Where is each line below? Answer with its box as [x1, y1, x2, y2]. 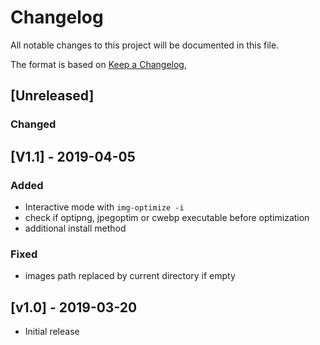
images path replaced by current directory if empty [24, 270, 236, 282]
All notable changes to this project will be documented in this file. [10, 39, 280, 51]
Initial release [24, 326, 80, 338]
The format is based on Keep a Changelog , [10, 58, 187, 70]
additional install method [24, 222, 127, 234]
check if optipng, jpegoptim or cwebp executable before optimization [24, 211, 310, 223]
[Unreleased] [10, 87, 95, 105]
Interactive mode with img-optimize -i [24, 201, 185, 213]
